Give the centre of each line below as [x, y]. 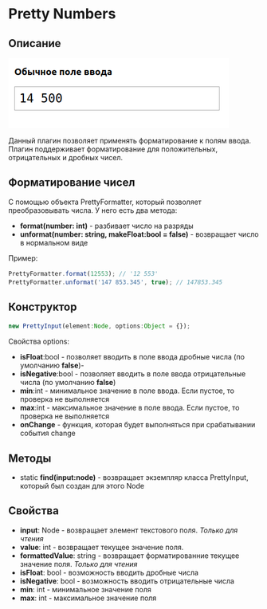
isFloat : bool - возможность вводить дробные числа [109, 572]
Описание [35, 43]
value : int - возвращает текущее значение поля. [102, 547]
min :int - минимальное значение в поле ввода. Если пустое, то [127, 391]
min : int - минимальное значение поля [85, 589]
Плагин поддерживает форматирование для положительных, [113, 149]
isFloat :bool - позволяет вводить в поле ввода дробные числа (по [132, 357]
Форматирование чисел [72, 183]
